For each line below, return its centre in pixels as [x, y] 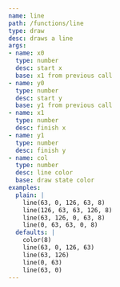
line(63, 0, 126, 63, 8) [64, 203]
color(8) [37, 240]
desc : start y [39, 98]
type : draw [26, 31]
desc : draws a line [41, 38]
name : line [26, 16]
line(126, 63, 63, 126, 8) [68, 210]
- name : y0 [26, 83]
